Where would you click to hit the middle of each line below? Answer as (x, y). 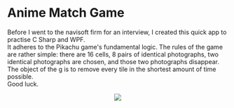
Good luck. (23, 84)
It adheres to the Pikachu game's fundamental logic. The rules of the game (115, 47)
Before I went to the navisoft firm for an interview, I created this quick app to (117, 32)
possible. (20, 76)
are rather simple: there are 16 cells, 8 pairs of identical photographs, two (113, 54)
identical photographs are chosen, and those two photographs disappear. (113, 61)
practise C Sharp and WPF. (46, 39)
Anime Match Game (66, 13)
